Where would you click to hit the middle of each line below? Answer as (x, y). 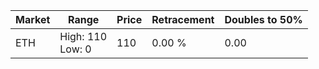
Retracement (183, 19)
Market (33, 19)
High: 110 (83, 36)
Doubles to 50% (263, 19)
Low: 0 (75, 49)
